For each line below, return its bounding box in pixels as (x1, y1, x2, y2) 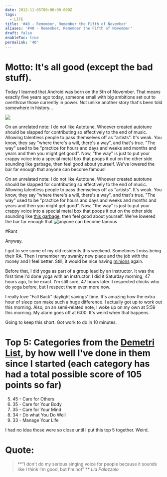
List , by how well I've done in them (5, 347, 151, 358)
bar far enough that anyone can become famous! (5, 166, 106, 172)
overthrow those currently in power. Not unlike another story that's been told (5, 99, 163, 105)
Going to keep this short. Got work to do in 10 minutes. (5, 319, 117, 325)
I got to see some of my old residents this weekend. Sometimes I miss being (5, 247, 162, 253)
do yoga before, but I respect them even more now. (5, 284, 111, 290)
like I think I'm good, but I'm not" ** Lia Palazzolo (17, 466, 119, 472)
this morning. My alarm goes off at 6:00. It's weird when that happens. (5, 309, 150, 315)
